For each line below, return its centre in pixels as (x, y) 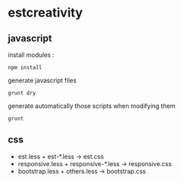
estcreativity (45, 13)
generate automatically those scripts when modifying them (92, 106)
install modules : (31, 55)
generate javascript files (42, 80)
